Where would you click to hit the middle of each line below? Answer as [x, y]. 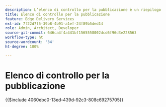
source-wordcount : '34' [30, 42]
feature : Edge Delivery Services [40, 19]
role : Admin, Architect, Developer [42, 28]
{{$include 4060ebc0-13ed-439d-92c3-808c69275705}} [64, 100]
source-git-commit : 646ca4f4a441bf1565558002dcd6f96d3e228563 [71, 33]
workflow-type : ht [24, 38]
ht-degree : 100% [22, 47]
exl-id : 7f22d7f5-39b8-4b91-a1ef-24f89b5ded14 [54, 24]
